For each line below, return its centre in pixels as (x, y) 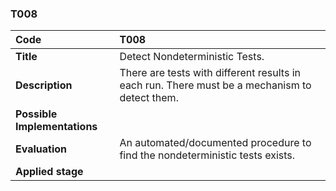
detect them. (149, 98)
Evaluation (41, 149)
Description (44, 85)
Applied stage (49, 172)
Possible (36, 114)
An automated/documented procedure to (215, 143)
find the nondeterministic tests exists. (207, 155)
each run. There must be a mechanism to (215, 85)
